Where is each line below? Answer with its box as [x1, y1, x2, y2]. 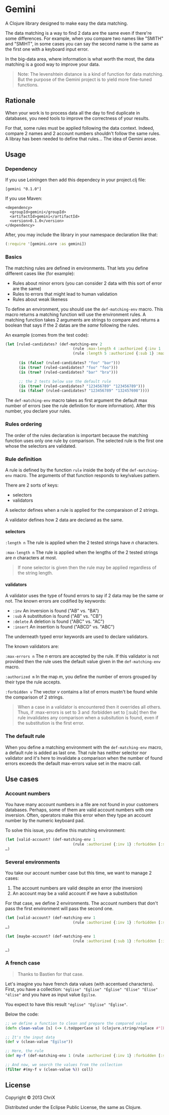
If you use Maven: [5, 195, 43, 201]
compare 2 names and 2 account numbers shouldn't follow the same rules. [5, 130, 161, 136]
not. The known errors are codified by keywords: [5, 598, 107, 604]
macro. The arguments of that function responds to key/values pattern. [13, 472, 160, 478]
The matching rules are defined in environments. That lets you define [5, 265, 148, 271]
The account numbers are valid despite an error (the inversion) [12, 885, 143, 891]
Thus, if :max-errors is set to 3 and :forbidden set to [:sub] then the [17, 709, 157, 715]
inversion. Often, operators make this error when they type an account [5, 812, 151, 818]
